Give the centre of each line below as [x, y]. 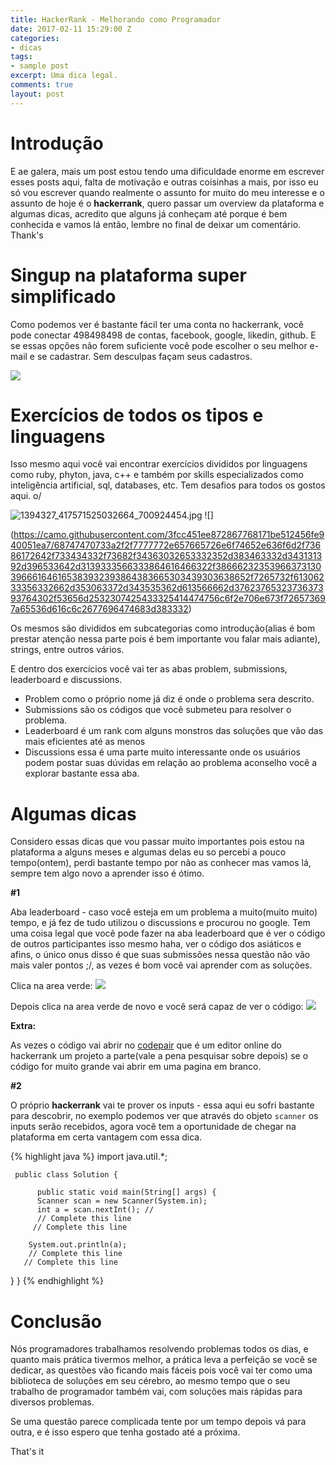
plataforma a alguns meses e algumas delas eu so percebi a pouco [148, 852]
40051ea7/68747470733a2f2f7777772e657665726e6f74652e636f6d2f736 [166, 545]
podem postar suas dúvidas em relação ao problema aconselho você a [171, 763]
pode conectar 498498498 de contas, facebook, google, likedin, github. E [163, 335]
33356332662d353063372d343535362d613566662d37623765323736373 [167, 588]
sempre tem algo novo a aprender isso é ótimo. [107, 873]
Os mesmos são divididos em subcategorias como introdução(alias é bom [163, 628]
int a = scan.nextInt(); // [95, 1210]
